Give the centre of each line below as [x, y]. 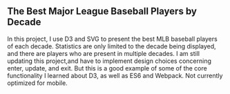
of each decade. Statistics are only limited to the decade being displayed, [112, 46]
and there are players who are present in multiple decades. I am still [104, 53]
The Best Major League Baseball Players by [102, 11]
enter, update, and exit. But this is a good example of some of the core [107, 68]
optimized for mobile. [37, 83]
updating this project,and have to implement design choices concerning [109, 61]
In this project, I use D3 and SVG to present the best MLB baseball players [112, 39]
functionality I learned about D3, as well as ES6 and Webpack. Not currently [115, 75]
